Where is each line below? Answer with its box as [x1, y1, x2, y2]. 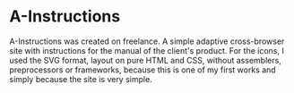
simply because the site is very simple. [9, 73, 152, 84]
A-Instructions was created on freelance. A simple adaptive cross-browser [9, 36, 285, 46]
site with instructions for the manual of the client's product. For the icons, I [9, 45, 284, 55]
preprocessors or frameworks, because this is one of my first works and [9, 64, 276, 75]
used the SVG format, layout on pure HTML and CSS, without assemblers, [9, 55, 282, 65]
